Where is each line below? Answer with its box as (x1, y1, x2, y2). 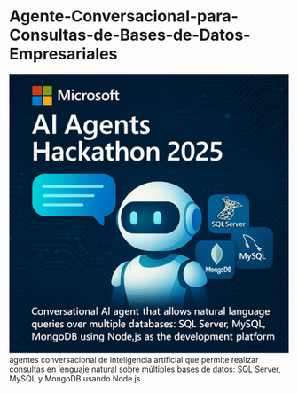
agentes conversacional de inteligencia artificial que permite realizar (9, 354, 259, 365)
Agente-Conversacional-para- (9, 6, 239, 27)
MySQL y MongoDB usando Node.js (9, 373, 141, 383)
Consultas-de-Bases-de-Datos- (9, 25, 251, 45)
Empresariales (9, 44, 118, 64)
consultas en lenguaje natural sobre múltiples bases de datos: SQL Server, (9, 364, 281, 374)
